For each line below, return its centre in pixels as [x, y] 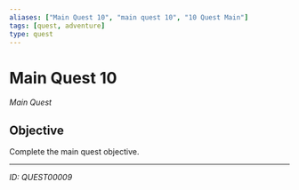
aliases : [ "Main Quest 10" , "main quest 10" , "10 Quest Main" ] [129, 17]
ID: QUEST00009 [41, 178]
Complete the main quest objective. [74, 152]
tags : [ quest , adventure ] [57, 26]
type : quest [31, 34]
